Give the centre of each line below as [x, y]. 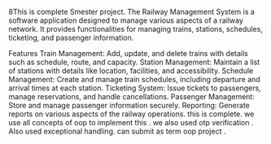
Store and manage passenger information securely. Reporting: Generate [129, 105]
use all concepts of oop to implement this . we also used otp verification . [131, 122]
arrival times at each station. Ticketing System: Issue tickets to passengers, [135, 88]
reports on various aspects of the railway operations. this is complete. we [131, 114]
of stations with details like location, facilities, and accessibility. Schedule [131, 71]
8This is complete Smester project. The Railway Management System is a [131, 12]
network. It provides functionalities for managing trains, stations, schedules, [135, 29]
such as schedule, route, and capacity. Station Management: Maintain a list [134, 62]
